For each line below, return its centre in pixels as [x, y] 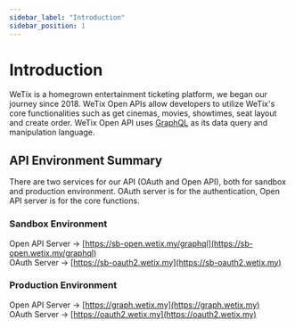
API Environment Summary [86, 160]
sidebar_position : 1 [48, 26]
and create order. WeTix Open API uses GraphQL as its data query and [139, 123]
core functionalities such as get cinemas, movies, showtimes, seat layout [143, 113]
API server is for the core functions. [74, 201]
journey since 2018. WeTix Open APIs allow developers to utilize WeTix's [142, 104]
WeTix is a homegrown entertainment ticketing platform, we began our [138, 94]
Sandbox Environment [58, 224]
